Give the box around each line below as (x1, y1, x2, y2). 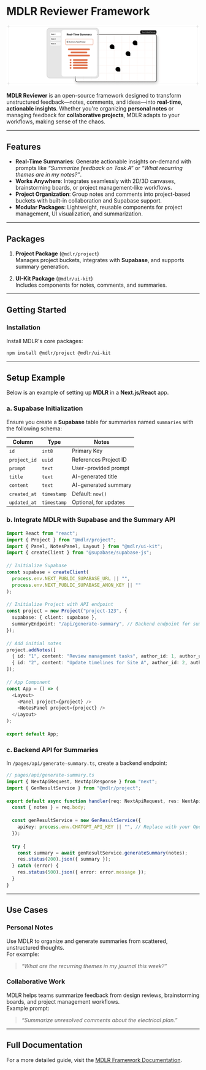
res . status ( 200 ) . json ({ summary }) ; (17, 856, 112, 863)
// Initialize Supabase (6, 563, 67, 569)
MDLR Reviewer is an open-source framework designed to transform (6, 92, 181, 99)
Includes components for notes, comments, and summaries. (15, 281, 167, 289)
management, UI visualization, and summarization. (15, 210, 143, 217)
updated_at (9, 499, 37, 506)
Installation (6, 324, 41, 332)
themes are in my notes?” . (15, 171, 82, 179)
